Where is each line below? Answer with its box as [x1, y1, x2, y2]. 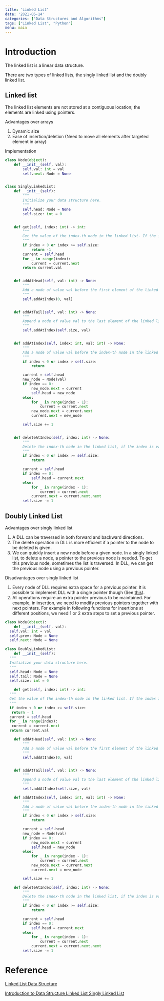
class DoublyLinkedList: [5, 647, 56, 652]
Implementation [5, 148, 37, 154]
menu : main [5, 25, 27, 30]
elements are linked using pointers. [5, 109, 76, 115]
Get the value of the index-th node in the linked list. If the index [9, 696, 156, 701]
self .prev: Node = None [9, 633, 58, 638]
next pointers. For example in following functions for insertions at [12, 605, 143, 611]
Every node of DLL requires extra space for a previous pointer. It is [12, 584, 146, 590]
